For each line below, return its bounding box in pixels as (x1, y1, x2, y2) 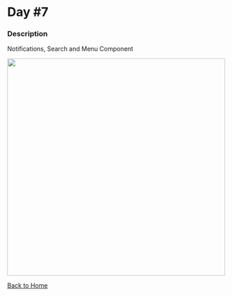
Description (7, 29, 48, 39)
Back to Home (7, 281, 48, 290)
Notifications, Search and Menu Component (7, 44, 134, 53)
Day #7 (7, 4, 49, 20)
